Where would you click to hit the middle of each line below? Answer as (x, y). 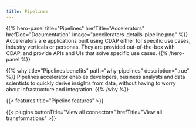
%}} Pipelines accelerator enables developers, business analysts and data (96, 77)
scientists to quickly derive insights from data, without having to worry (91, 83)
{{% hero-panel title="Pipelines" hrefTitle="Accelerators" (75, 28)
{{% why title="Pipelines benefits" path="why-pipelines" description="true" (98, 70)
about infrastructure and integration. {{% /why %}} (67, 89)
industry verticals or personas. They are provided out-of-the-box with (90, 47)
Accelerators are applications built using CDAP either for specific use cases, (98, 40)
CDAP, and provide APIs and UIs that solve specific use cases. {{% (87, 53)
